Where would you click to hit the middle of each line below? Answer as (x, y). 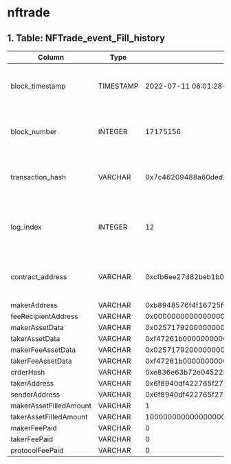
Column (51, 57)
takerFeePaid (32, 439)
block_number (34, 132)
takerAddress (32, 383)
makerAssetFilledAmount (51, 406)
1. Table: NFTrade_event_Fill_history (86, 38)
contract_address (39, 277)
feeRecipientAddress (44, 316)
